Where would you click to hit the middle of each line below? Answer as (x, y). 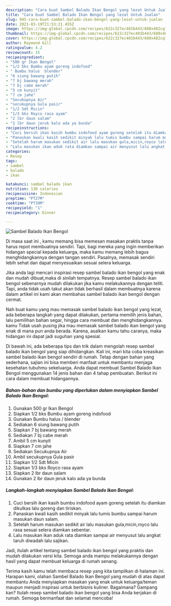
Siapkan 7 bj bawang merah (42, 430)
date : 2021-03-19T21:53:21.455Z (40, 24)
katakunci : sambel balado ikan (39, 184)
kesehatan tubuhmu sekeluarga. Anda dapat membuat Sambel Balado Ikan (84, 368)
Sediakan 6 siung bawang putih (46, 425)
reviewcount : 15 (23, 52)
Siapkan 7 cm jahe (32, 446)
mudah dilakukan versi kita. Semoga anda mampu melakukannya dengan (82, 556)
